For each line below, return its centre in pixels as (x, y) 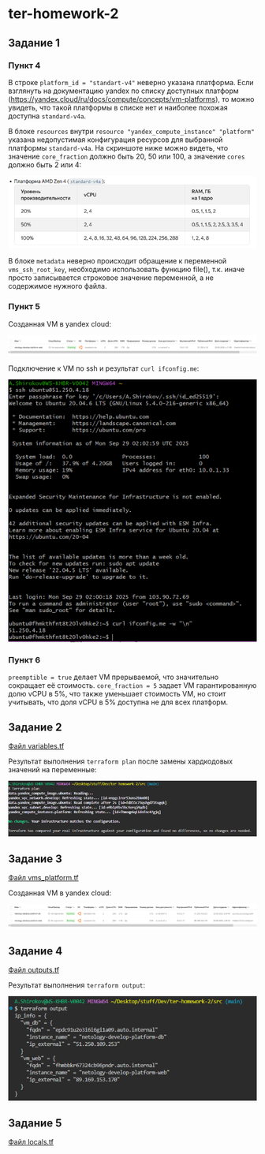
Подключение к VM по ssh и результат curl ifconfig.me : (104, 368)
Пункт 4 (24, 65)
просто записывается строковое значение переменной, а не (111, 278)
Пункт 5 (24, 307)
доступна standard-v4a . (47, 116)
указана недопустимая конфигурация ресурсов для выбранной (116, 140)
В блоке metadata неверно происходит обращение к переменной (118, 261)
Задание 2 (35, 727)
